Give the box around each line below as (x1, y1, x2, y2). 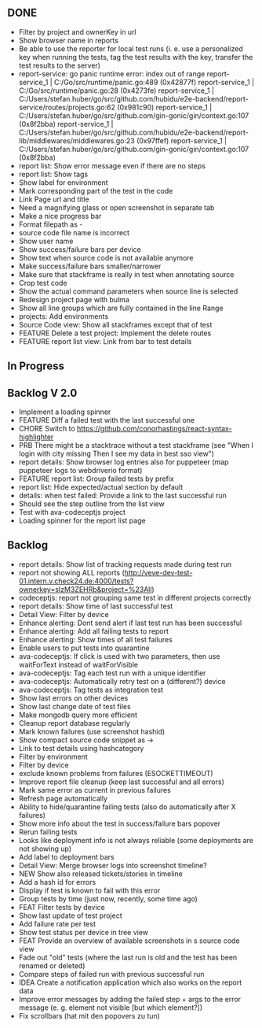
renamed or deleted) (18, 960, 86, 971)
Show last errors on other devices (18, 693, 129, 703)
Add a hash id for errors (18, 877, 96, 886)
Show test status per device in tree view (18, 927, 149, 937)
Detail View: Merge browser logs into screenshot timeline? (18, 860, 207, 870)
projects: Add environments (18, 311, 109, 321)
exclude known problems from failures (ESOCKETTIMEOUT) (18, 768, 213, 778)
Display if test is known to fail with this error (18, 886, 161, 895)
